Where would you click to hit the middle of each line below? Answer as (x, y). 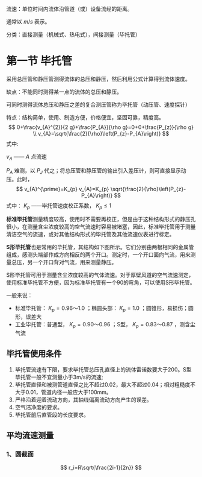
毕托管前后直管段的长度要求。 (52, 414)
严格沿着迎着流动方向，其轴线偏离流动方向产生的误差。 (83, 399)
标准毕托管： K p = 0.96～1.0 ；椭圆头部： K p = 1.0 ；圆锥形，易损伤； (102, 309)
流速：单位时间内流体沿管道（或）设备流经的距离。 (69, 9)
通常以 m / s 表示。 (28, 22)
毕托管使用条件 (34, 354)
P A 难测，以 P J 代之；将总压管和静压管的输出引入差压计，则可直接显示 (94, 171)
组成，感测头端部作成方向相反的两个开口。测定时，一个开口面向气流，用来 (98, 254)
